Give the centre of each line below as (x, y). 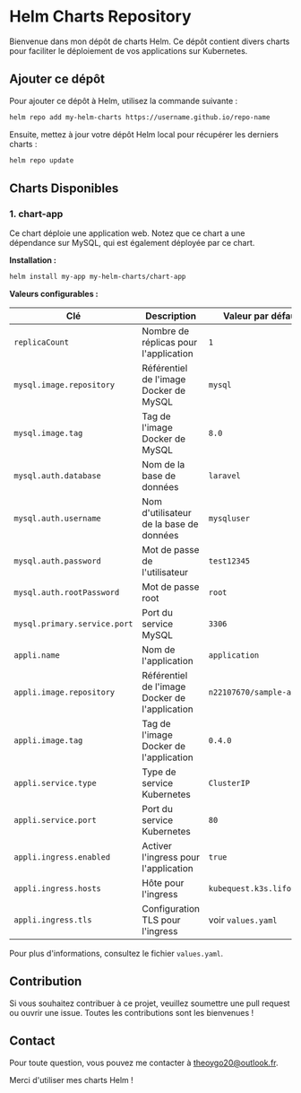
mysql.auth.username (57, 519)
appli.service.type (55, 783)
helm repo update (42, 160)
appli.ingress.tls (53, 920)
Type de (159, 772)
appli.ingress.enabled (62, 857)
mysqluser (229, 519)
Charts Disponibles (64, 188)
